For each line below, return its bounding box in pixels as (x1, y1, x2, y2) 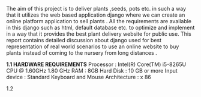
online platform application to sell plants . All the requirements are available (6, 18, 192, 24)
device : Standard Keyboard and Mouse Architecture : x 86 (6, 74, 152, 80)
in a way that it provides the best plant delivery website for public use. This (6, 30, 191, 37)
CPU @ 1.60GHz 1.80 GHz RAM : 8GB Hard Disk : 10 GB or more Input (6, 67, 178, 74)
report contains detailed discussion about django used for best (6, 37, 162, 43)
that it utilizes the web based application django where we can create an (6, 11, 185, 18)
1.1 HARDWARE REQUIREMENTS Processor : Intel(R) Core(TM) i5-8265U (6, 61, 187, 68)
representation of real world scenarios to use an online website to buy (6, 43, 179, 50)
